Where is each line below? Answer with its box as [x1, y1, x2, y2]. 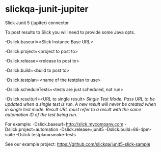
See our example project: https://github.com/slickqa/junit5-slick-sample [5, 141, 151, 147]
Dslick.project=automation [5, 126, 59, 132]
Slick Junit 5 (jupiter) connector [5, 20, 69, 26]
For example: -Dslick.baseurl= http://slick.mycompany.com [5, 121, 124, 127]
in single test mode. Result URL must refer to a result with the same [5, 106, 141, 112]
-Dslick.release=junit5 [59, 126, 104, 132]
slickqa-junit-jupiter [5, 3, 89, 15]
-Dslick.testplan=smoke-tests [16, 131, 76, 137]
